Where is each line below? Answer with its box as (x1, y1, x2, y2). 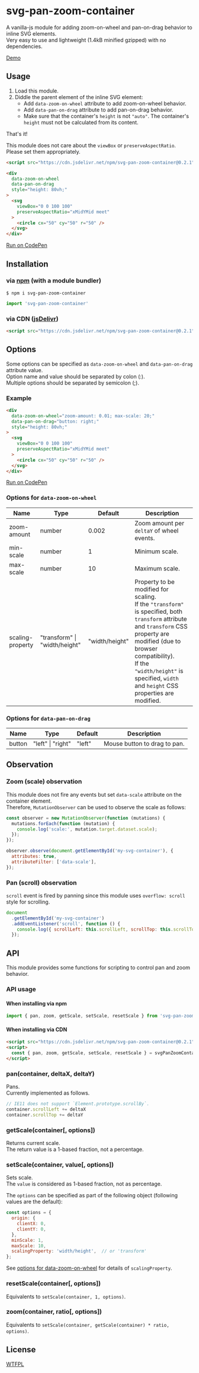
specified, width (134, 674, 179, 682)
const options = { (6, 1210, 52, 1216)
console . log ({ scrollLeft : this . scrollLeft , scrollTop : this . (17, 926, 174, 933)
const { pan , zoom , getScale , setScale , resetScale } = (11, 1050, 152, 1056)
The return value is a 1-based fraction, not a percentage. (6, 1146, 144, 1153)
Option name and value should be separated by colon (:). (6, 373, 145, 380)
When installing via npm (6, 1000, 67, 1007)
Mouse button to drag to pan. (103, 740, 185, 748)
